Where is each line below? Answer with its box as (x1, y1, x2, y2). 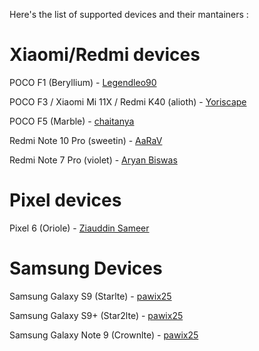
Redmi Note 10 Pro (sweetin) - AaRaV (9, 134, 163, 146)
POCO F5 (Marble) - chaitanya (9, 115, 135, 127)
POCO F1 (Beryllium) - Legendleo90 (9, 76, 157, 88)
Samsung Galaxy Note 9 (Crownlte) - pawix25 (9, 329, 199, 341)
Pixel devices (9, 189, 122, 212)
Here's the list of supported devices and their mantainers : (9, 9, 249, 20)
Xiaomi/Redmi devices (9, 44, 201, 66)
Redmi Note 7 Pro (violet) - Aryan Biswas (9, 154, 178, 166)
